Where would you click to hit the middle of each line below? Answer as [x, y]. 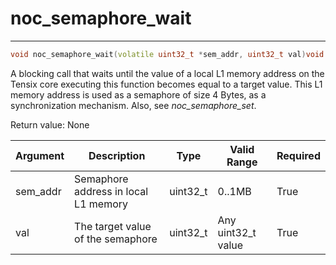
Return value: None [50, 124]
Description [117, 155]
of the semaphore [116, 239]
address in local [111, 191]
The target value [113, 226]
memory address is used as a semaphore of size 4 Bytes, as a [138, 94]
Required [298, 155]
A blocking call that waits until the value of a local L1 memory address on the [167, 73]
